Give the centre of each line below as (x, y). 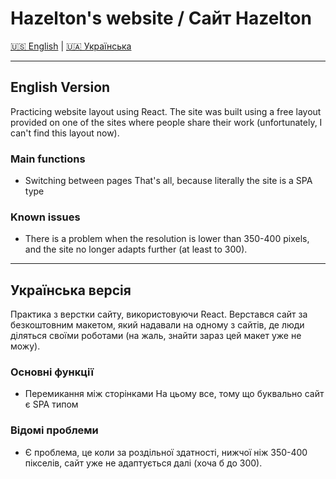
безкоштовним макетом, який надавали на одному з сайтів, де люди (157, 325)
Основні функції (52, 372)
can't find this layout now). (65, 133)
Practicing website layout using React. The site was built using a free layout (166, 111)
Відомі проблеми (54, 430)
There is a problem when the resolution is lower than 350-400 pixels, (167, 239)
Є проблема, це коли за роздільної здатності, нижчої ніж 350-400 (166, 452)
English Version (60, 87)
